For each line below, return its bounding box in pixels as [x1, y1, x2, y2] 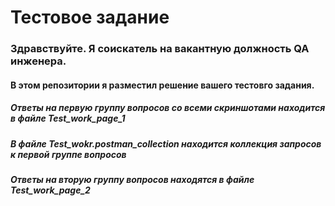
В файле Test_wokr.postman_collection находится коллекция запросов [10, 137, 322, 150]
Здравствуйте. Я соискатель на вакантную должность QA [10, 42, 310, 56]
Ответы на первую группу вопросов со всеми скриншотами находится [10, 102, 326, 114]
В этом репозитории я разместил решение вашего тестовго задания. [10, 79, 315, 91]
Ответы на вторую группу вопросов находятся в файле [10, 174, 255, 186]
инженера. [10, 54, 67, 68]
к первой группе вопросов [10, 148, 127, 160]
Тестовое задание [10, 6, 170, 29]
